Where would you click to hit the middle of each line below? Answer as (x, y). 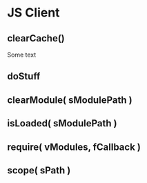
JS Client (33, 13)
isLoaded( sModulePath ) (62, 123)
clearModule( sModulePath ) (70, 100)
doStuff (24, 76)
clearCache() (36, 38)
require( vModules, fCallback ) (74, 147)
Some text (22, 55)
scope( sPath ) (39, 170)
